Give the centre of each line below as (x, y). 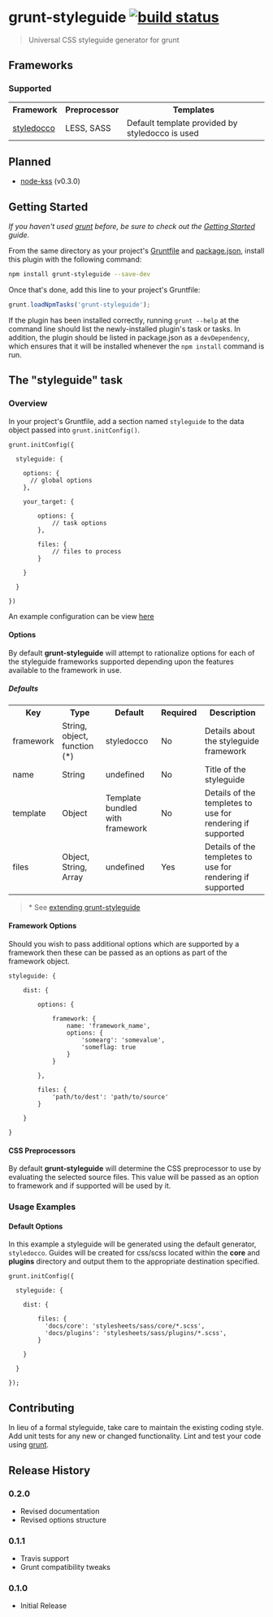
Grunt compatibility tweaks (65, 1567)
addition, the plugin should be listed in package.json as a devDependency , (129, 338)
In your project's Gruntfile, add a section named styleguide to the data (126, 421)
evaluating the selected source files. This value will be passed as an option (134, 1177)
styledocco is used (163, 132)
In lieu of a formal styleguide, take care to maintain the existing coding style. (136, 1428)
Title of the (225, 769)
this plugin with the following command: (75, 259)
